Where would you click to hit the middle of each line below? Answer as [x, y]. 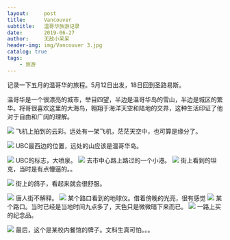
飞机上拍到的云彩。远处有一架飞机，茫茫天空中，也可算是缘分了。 [108, 131]
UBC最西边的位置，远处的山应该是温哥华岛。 [79, 145]
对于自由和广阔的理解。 [40, 117]
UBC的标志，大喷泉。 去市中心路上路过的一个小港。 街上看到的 [113, 160]
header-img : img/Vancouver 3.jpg [55, 45]
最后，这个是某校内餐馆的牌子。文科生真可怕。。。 [85, 230]
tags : [15, 58]
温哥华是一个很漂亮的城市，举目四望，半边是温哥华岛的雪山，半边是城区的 [112, 99]
